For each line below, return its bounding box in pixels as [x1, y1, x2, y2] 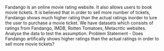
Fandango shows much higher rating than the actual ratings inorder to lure [5, 15, 158, 20]
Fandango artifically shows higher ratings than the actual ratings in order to [5, 36, 159, 42]
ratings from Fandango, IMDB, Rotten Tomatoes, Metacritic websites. [5, 25, 147, 31]
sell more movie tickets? [5, 41, 55, 47]
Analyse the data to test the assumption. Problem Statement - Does [5, 31, 143, 36]
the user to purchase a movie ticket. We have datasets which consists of [5, 20, 154, 26]
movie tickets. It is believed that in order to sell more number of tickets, [5, 9, 151, 15]
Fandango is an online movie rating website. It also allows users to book [5, 4, 153, 10]
